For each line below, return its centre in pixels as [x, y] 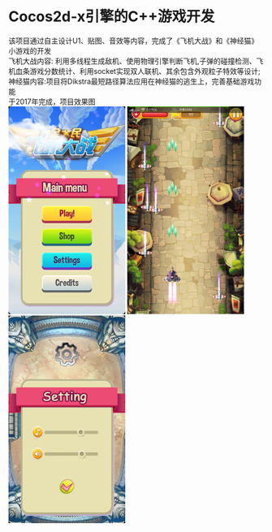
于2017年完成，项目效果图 [52, 102]
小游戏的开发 [30, 50]
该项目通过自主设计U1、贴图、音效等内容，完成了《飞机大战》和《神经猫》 [134, 41]
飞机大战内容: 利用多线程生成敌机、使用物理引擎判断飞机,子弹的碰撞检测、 [133, 61]
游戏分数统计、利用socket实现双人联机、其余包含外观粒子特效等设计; [145, 71]
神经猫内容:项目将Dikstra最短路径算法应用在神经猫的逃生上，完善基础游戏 [132, 81]
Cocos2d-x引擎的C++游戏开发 [112, 17]
